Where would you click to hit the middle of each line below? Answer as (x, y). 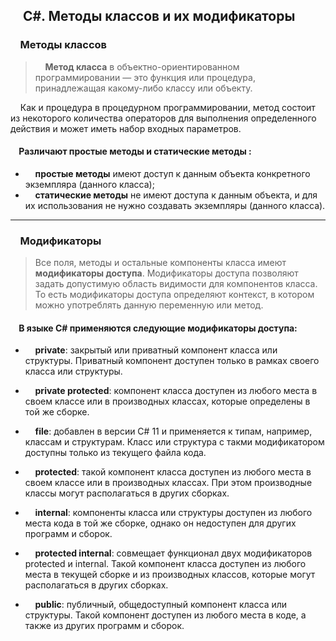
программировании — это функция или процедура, (145, 77)
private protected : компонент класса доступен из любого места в (176, 391)
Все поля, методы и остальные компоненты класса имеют (160, 263)
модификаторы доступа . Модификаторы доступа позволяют (166, 273)
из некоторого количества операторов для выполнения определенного (163, 118)
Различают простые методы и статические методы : (135, 151)
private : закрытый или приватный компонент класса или (156, 350)
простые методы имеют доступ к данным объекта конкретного (172, 173)
